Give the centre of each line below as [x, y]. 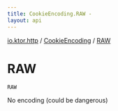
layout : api [24, 20]
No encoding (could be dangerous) [58, 100]
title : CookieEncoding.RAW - [50, 14]
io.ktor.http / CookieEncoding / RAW [59, 40]
